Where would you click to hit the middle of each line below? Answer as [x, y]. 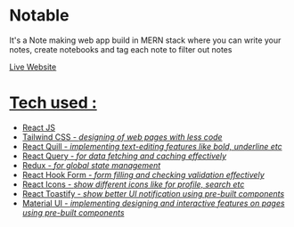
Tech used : [53, 103]
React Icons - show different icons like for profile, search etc [133, 184]
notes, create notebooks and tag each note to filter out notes [121, 49]
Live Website [33, 67]
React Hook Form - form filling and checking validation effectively [143, 174]
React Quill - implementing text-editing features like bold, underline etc [152, 146]
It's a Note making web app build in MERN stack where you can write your [145, 40]
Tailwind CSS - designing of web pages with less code [122, 137]
